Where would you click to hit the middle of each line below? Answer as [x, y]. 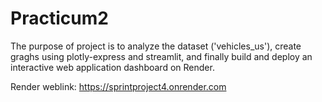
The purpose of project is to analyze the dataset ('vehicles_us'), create [156, 46]
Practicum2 [59, 18]
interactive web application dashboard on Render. [112, 67]
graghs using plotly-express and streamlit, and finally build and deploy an [161, 56]
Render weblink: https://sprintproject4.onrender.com [118, 86]
